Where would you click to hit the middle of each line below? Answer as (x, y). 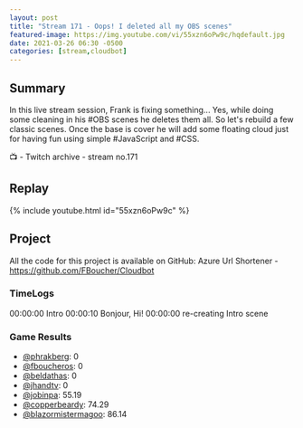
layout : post (34, 18)
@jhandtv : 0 (45, 385)
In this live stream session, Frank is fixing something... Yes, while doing (142, 109)
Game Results (41, 337)
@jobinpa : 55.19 (52, 395)
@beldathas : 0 (49, 376)
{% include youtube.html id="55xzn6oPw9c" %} (99, 210)
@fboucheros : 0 (52, 366)
